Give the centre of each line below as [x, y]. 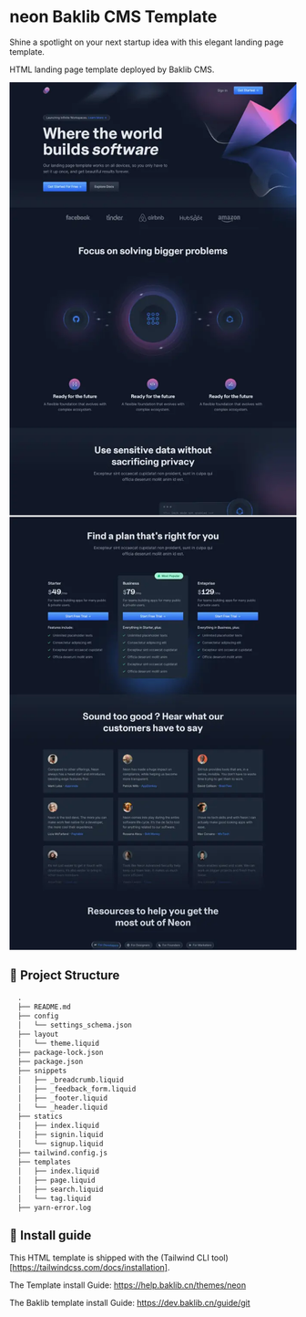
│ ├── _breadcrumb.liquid [71, 1080]
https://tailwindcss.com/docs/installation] [90, 1267]
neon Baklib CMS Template [113, 17]
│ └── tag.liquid [55, 1198]
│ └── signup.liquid [61, 1144]
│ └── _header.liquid [62, 1107]
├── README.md [44, 1007]
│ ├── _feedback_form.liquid [77, 1089]
